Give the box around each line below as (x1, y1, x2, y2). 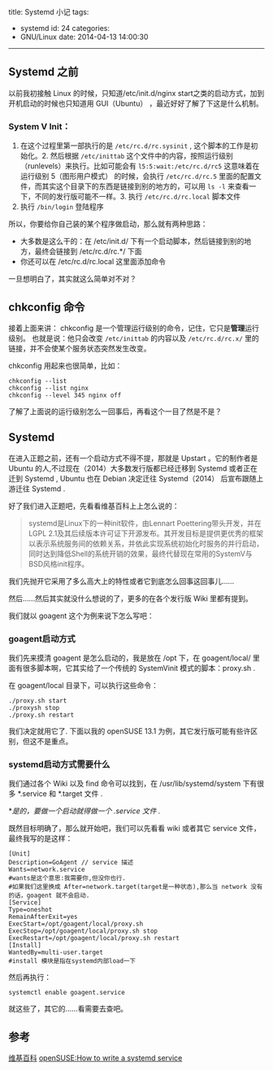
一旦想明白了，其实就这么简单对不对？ (8, 274, 136, 284)
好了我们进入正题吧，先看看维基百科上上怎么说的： (8, 501, 180, 511)
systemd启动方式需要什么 (8, 759, 110, 770)
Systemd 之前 (8, 65, 79, 79)
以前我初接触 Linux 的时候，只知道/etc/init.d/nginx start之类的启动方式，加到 (8, 88, 265, 98)
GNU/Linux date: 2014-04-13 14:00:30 (19, 32, 149, 41)
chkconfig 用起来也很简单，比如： (8, 360, 123, 370)
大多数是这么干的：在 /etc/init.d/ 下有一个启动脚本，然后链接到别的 (19, 237, 245, 246)
